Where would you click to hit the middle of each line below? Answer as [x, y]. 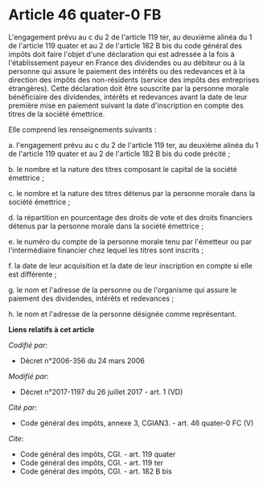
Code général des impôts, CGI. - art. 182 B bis [96, 471]
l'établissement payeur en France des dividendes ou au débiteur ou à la [127, 63]
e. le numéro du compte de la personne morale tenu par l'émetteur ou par [130, 241]
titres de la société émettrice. [57, 113]
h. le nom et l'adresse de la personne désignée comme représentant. [123, 314]
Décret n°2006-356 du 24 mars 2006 [82, 360]
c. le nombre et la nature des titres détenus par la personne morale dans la [132, 193]
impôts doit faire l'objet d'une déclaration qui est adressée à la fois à [121, 54]
